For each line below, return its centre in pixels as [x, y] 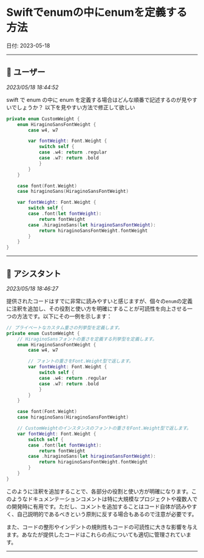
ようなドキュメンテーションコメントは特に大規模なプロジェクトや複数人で [104, 499]
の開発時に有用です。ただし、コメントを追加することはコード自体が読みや [99, 506]
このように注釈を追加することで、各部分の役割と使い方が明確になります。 [99, 491]
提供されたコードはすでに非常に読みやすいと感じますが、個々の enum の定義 [100, 301]
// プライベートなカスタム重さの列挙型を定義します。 [64, 328]
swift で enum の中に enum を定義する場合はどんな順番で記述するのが [94, 99]
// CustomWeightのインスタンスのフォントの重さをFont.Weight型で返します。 [104, 428]
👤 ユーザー [26, 72]
